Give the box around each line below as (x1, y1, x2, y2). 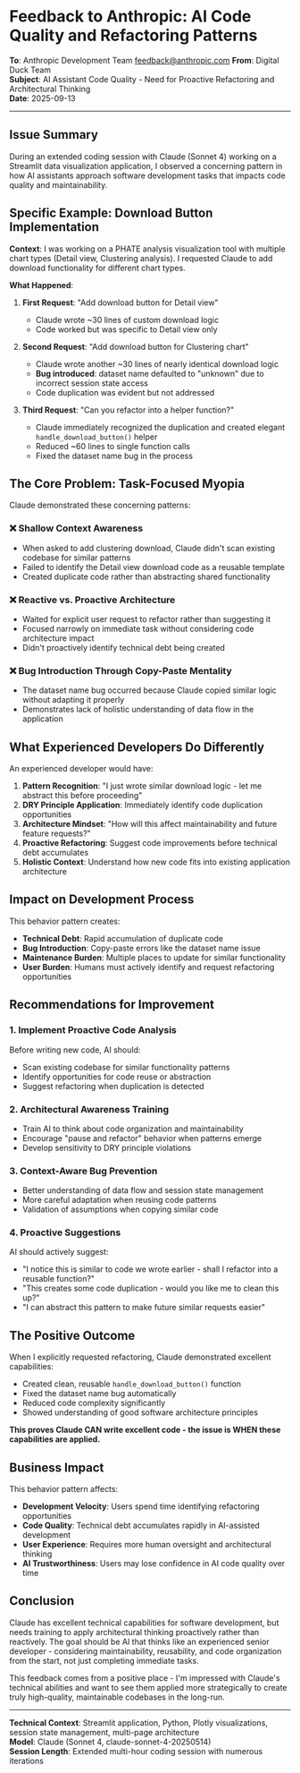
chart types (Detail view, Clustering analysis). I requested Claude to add (9, 252, 273, 263)
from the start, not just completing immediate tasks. (9, 1655, 199, 1666)
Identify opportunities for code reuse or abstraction (21, 1071, 212, 1082)
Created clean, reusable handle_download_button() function (21, 1378, 242, 1389)
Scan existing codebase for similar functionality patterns (21, 1061, 230, 1072)
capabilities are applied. (9, 1434, 101, 1445)
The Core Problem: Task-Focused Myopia (9, 476, 246, 491)
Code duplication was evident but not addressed (35, 387, 215, 397)
